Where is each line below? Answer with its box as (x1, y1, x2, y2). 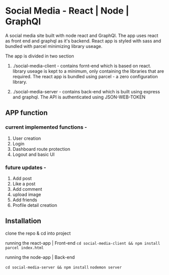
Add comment (12, 186, 42, 192)
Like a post (12, 181, 36, 187)
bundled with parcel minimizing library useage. (5, 43, 102, 49)
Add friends (12, 197, 37, 203)
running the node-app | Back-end (5, 254, 75, 260)
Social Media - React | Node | (5, 5, 130, 17)
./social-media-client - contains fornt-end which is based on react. (12, 63, 151, 69)
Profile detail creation (12, 202, 58, 208)
